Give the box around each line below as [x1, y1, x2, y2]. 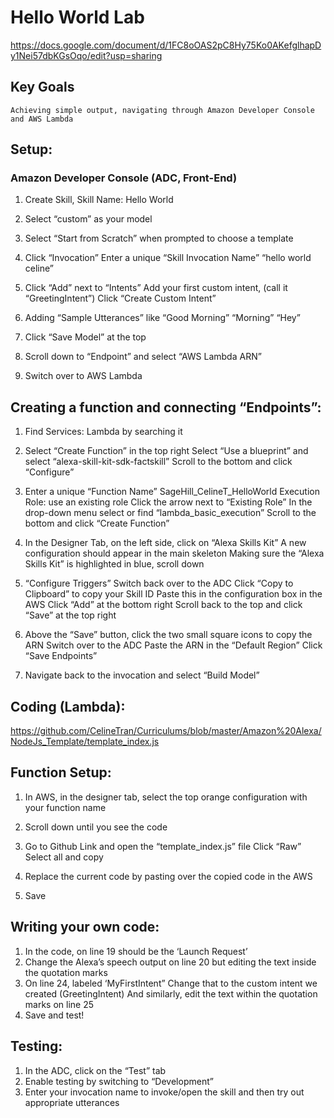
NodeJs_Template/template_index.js [10, 736, 160, 748]
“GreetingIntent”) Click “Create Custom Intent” [24, 292, 217, 305]
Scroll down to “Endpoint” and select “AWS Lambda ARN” [24, 351, 262, 363]
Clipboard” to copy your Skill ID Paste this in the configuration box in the [24, 588, 323, 600]
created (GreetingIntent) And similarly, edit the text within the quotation [24, 987, 318, 1000]
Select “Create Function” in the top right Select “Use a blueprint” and [24, 445, 309, 457]
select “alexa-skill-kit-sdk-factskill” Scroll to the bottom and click [24, 456, 293, 468]
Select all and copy [24, 851, 104, 863]
